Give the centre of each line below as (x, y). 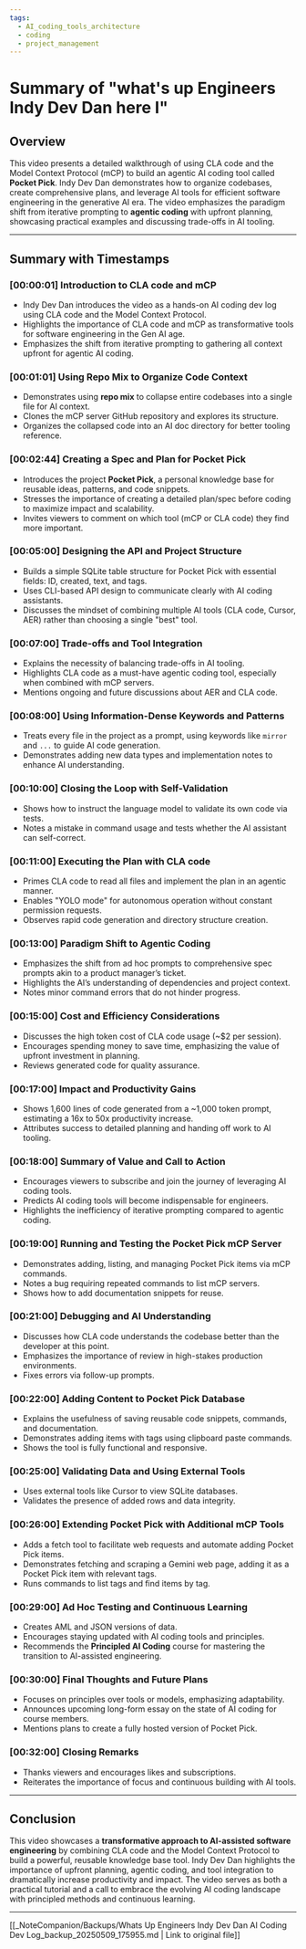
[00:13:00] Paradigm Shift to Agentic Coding (110, 943)
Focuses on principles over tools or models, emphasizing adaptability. (153, 1700)
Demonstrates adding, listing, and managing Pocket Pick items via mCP (157, 1263)
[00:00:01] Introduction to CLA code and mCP (113, 285)
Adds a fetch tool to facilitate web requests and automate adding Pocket (158, 1545)
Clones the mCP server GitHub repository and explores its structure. (151, 416)
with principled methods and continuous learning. (102, 1899)
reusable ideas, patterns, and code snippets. (106, 488)
